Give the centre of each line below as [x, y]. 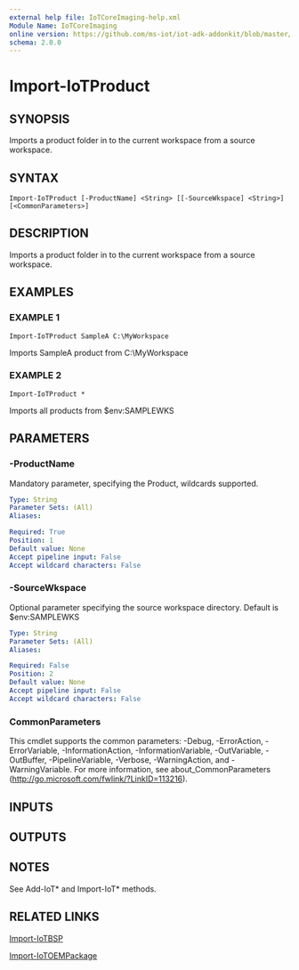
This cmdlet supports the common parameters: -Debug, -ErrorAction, [137, 741]
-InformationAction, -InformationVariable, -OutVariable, [163, 751]
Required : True [37, 532]
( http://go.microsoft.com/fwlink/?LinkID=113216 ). [99, 779]
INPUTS [31, 807]
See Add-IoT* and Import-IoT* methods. [83, 889]
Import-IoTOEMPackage [53, 955]
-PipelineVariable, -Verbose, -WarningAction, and [139, 760]
